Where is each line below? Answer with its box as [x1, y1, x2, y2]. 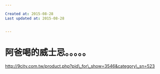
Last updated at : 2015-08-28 [5, 16, 65, 21]
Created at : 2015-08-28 [5, 11, 54, 16]
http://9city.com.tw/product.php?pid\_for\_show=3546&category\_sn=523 [5, 63, 155, 69]
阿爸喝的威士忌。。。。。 [5, 47, 91, 58]
